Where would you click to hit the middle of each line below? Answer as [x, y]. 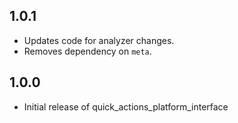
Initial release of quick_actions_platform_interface [126, 106]
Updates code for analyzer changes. [99, 40]
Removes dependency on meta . [87, 51]
